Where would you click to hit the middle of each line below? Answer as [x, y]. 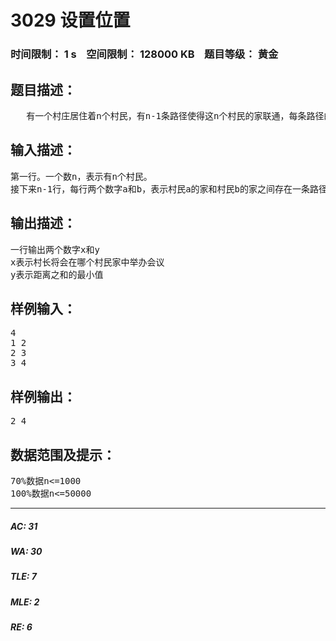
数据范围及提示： [63, 454]
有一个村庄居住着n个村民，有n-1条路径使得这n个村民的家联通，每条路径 [175, 115]
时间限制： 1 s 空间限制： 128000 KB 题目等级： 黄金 [144, 54]
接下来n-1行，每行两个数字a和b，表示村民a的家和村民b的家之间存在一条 [160, 189]
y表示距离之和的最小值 [57, 274]
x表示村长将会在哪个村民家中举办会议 [87, 262]
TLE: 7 [23, 577]
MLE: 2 [25, 602]
